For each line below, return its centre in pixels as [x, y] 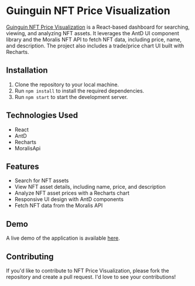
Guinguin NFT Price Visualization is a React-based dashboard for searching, [98, 27]
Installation [27, 71]
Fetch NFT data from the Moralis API [59, 206]
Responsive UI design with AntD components [69, 199]
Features [23, 166]
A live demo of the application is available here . [63, 238]
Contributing [30, 256]
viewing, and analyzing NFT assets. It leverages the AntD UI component [93, 33]
